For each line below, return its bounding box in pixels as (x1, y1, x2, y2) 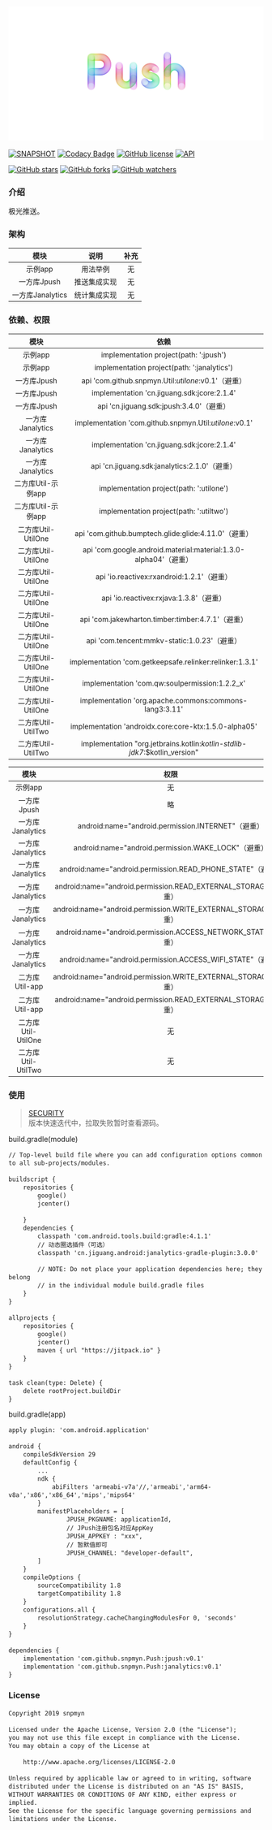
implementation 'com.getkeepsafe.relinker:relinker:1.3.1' (69, 657, 258, 667)
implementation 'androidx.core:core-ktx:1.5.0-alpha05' (70, 721, 257, 731)
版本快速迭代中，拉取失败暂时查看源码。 (28, 1118, 164, 1128)
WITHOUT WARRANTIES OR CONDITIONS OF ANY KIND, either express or (8, 1790, 237, 1798)
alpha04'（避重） (134, 554, 193, 564)
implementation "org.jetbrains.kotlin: (80, 738, 202, 748)
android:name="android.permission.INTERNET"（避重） (77, 821, 265, 831)
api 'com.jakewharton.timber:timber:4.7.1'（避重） (79, 615, 249, 625)
